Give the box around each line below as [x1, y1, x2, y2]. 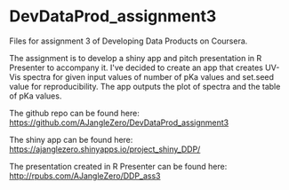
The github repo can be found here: [9, 107, 140, 118]
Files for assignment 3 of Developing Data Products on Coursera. [9, 36, 248, 46]
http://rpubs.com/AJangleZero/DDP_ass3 [9, 170, 162, 181]
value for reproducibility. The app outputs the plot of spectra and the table [9, 81, 281, 91]
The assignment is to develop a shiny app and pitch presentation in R [9, 52, 262, 63]
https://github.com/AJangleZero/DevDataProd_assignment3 [9, 117, 229, 128]
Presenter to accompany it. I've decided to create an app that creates [9, 62, 264, 73]
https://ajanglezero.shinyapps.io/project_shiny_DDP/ [9, 144, 201, 154]
